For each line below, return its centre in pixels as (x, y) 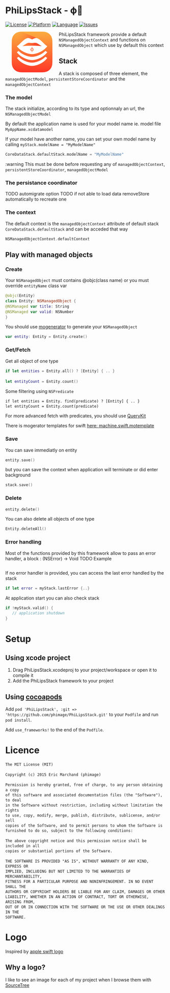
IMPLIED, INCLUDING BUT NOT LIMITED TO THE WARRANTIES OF (68, 871)
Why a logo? (25, 967)
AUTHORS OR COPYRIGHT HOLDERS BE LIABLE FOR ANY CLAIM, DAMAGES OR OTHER (85, 892)
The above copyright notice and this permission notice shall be (76, 841)
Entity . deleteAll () (26, 529)
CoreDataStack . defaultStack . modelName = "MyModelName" (65, 155)
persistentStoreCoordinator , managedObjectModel (57, 169)
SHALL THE (16, 887)
